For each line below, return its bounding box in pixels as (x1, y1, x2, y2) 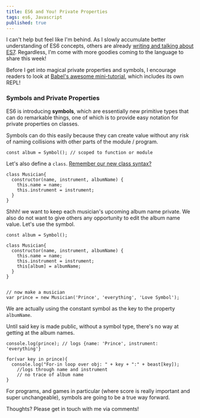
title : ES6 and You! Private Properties (6, 8, 108, 15)
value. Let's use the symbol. (6, 221, 76, 228)
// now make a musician (6, 289, 65, 295)
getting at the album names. (6, 329, 75, 336)
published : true (6, 20, 46, 26)
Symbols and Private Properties (6, 94, 100, 102)
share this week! (6, 55, 46, 62)
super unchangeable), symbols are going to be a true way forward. (6, 394, 170, 401)
